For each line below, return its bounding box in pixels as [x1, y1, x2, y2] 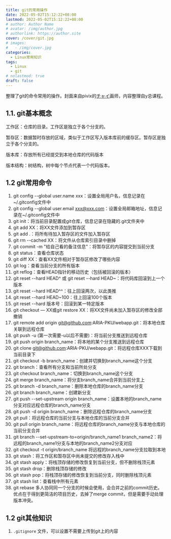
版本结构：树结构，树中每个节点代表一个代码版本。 [6, 162, 113, 168]
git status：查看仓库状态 [13, 250, 64, 256]
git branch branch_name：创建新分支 [13, 389, 91, 396]
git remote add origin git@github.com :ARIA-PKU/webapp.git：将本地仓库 [13, 320, 165, 326]
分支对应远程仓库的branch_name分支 [13, 402, 91, 409]
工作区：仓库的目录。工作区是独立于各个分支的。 [6, 123, 108, 129]
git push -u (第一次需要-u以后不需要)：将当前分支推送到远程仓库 [13, 332, 148, 339]
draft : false [6, 78, 33, 83]
